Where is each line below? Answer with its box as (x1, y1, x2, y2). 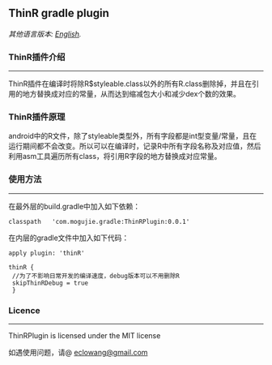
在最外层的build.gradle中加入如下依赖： (8, 201, 141, 211)
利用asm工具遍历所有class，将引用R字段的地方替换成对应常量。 (8, 152, 222, 161)
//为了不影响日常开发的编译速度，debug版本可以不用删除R (11, 272, 180, 280)
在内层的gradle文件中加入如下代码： (8, 233, 130, 243)
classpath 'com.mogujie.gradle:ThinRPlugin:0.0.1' (8, 217, 190, 225)
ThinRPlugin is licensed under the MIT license (8, 331, 161, 340)
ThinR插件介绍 (8, 51, 66, 62)
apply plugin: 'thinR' (8, 249, 85, 257)
